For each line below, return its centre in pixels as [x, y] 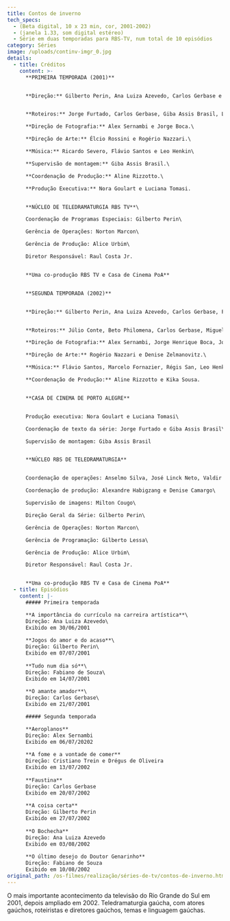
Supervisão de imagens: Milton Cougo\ [80, 503]
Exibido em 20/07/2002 [57, 793]
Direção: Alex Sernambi [59, 736]
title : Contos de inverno [44, 13]
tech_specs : [24, 20]
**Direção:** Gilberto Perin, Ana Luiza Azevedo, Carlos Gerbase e [124, 96]
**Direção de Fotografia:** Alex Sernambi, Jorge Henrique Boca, [120, 343]
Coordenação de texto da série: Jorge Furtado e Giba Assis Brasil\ [125, 429]
